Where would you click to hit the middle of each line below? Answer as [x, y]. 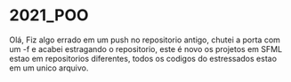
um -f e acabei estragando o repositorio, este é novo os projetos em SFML [146, 48]
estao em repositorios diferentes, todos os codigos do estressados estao [143, 58]
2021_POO [49, 15]
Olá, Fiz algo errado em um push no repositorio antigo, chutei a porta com [145, 40]
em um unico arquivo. [49, 68]
